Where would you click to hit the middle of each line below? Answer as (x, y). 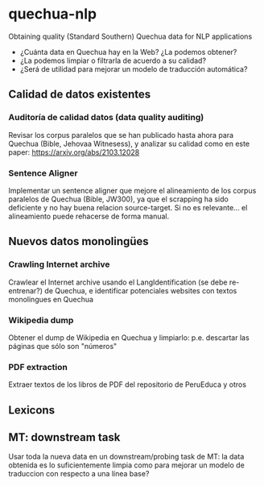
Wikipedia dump (41, 320)
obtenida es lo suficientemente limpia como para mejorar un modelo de (127, 465)
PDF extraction (38, 367)
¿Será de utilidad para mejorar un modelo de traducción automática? (134, 69)
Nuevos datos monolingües (78, 241)
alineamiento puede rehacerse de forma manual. (89, 216)
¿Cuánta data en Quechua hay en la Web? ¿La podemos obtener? (128, 52)
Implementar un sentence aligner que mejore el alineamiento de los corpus (132, 190)
